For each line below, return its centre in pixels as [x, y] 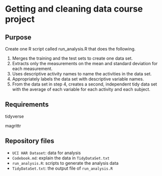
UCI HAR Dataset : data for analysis [46, 153]
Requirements [27, 105]
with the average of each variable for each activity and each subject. [81, 89]
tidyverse [15, 116]
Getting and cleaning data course [74, 9]
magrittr [13, 125]
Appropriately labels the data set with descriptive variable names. [78, 79]
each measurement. [32, 69]
